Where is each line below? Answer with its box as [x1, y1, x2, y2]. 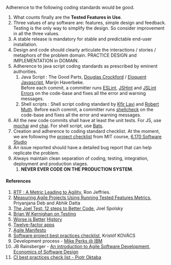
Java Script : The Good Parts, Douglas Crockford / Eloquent [20, 74, 146, 80]
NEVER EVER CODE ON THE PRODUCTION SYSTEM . [20, 166, 133, 172]
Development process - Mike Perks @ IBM [13, 238, 103, 244]
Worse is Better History [13, 216, 62, 223]
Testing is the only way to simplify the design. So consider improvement [13, 25, 165, 31]
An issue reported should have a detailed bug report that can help [13, 144, 152, 150]
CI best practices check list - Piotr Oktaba [13, 254, 102, 260]
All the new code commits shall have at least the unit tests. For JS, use [13, 117, 161, 123]
